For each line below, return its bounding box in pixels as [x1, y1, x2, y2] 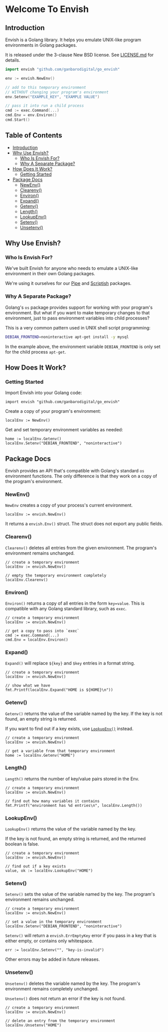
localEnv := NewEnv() [5, 418, 51, 423]
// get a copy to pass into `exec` [5, 628, 80, 633]
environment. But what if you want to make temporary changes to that [5, 309, 150, 315]
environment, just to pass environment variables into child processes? [5, 315, 149, 321]
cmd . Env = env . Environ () [5, 113, 57, 118]
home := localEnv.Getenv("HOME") [5, 753, 75, 758]
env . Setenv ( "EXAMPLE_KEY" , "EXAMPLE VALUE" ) [5, 94, 100, 99]
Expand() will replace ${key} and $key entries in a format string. [5, 660, 135, 666]
